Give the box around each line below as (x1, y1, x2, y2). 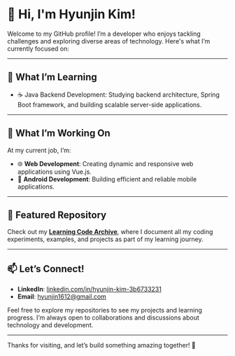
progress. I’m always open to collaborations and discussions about (7, 313, 199, 322)
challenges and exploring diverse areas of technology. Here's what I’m (7, 36, 211, 45)
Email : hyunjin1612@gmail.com (17, 292, 107, 301)
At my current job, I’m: (7, 146, 71, 154)
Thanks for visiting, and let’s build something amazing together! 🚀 (7, 341, 196, 350)
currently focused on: (7, 44, 70, 53)
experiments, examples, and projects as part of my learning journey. (7, 235, 204, 244)
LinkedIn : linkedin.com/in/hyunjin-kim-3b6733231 (17, 285, 162, 294)
